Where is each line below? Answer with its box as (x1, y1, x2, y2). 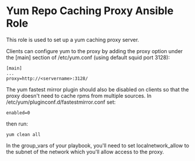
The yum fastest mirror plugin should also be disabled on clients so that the (6, 86, 190, 93)
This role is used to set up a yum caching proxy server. (6, 36, 140, 43)
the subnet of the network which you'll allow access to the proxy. (6, 148, 164, 155)
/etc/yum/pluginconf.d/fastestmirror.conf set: (6, 98, 116, 106)
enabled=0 (6, 110, 31, 116)
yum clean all (6, 132, 41, 137)
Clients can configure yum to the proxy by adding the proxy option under (6, 47, 183, 54)
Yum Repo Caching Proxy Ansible (6, 4, 174, 18)
